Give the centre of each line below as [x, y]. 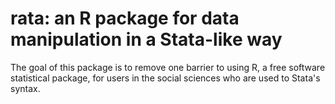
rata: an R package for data [125, 18]
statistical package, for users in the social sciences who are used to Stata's [165, 78]
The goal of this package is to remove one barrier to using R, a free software [168, 67]
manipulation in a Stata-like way [146, 39]
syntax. [25, 88]
